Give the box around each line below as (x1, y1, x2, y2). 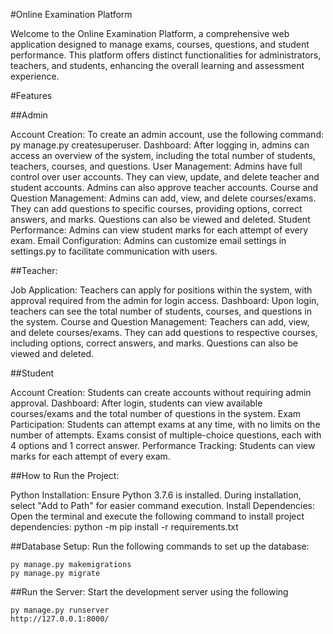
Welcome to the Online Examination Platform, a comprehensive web (10, 28, 290, 39)
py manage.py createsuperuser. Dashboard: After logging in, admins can (10, 139, 310, 151)
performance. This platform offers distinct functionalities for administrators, (10, 49, 322, 61)
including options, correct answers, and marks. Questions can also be (10, 337, 298, 349)
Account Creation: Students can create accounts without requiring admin (10, 387, 312, 398)
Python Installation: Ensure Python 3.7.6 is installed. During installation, (10, 489, 302, 501)
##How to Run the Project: (10, 470, 120, 481)
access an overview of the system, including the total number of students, (10, 150, 316, 161)
